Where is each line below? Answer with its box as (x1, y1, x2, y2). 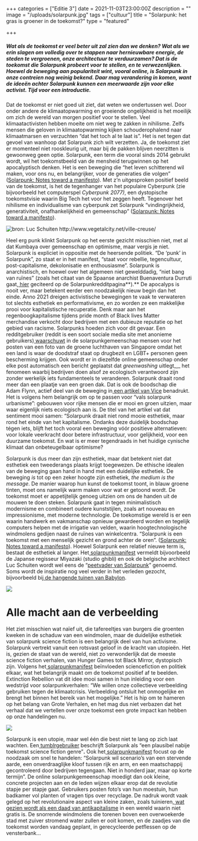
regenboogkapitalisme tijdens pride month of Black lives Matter (6, 312, 160, 319)
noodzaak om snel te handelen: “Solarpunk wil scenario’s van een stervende (6, 754, 192, 761)
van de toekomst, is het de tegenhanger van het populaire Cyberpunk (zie (6, 182, 186, 189)
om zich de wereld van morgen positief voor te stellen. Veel (6, 113, 150, 120)
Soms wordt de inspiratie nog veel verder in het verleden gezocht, (6, 567, 167, 574)
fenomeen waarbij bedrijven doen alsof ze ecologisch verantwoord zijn (6, 368, 179, 375)
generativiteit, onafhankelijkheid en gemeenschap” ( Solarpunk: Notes (6, 208, 175, 215)
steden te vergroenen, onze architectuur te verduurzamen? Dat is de (6, 55, 178, 62)
